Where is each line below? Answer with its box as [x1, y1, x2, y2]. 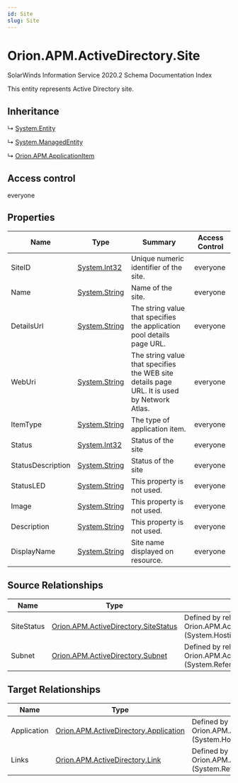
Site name [130, 537, 165, 547]
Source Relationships [7, 579, 104, 591]
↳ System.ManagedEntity [7, 138, 84, 146]
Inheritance [7, 105, 59, 117]
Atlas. [130, 403, 150, 413]
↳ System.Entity [7, 124, 56, 133]
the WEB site [130, 368, 174, 378]
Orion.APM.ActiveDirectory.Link [55, 755, 161, 765]
